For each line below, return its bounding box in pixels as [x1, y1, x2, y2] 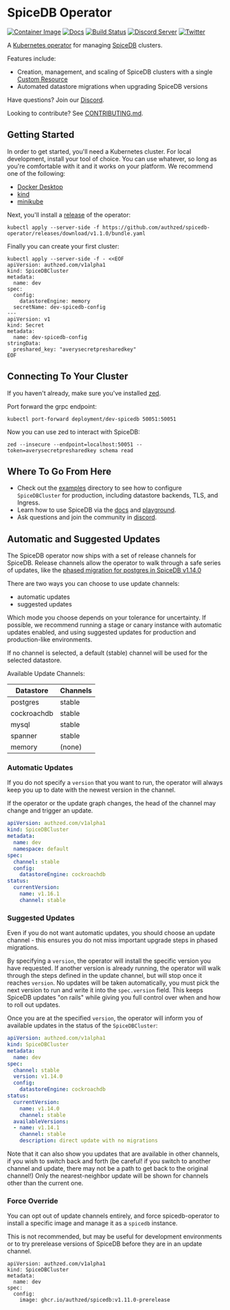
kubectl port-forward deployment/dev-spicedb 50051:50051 [7, 416, 176, 422]
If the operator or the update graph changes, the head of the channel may [7, 799, 216, 808]
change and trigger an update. [7, 806, 93, 815]
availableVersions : [13, 1118, 69, 1125]
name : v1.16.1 [19, 890, 60, 897]
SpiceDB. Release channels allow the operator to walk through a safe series [7, 559, 221, 567]
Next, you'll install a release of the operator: [7, 210, 131, 218]
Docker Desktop [16, 183, 63, 191]
